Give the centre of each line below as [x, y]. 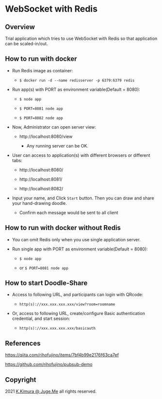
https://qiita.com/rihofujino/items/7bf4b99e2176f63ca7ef [62, 355]
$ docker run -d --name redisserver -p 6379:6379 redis [77, 80]
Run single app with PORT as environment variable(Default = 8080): [80, 249]
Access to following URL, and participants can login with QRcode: [78, 295]
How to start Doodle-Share [46, 283]
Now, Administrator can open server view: [54, 127]
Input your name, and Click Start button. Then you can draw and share [83, 198]
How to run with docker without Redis [63, 228]
